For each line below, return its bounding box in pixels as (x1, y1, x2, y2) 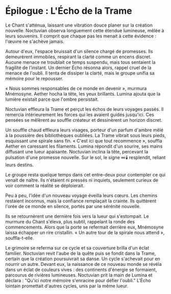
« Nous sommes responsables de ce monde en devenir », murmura (5, 85, 147, 92)
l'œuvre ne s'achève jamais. (5, 38, 65, 44)
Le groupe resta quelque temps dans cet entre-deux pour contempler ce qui (5, 171, 166, 177)
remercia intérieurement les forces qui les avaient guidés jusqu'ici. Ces (5, 111, 155, 118)
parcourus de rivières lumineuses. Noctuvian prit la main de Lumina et (5, 272, 153, 278)
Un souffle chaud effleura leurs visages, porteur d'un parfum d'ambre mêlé (5, 127, 163, 133)
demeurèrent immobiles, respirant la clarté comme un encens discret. (5, 54, 152, 60)
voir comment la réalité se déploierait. (5, 182, 85, 189)
